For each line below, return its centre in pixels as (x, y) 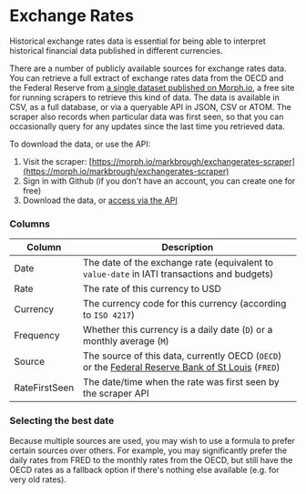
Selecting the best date (62, 421)
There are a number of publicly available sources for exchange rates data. (148, 68)
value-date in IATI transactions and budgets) (178, 274)
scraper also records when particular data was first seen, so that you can (147, 116)
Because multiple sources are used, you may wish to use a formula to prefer (153, 440)
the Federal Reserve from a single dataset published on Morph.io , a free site (152, 87)
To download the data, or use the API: (80, 144)
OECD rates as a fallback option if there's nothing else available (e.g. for (144, 469)
